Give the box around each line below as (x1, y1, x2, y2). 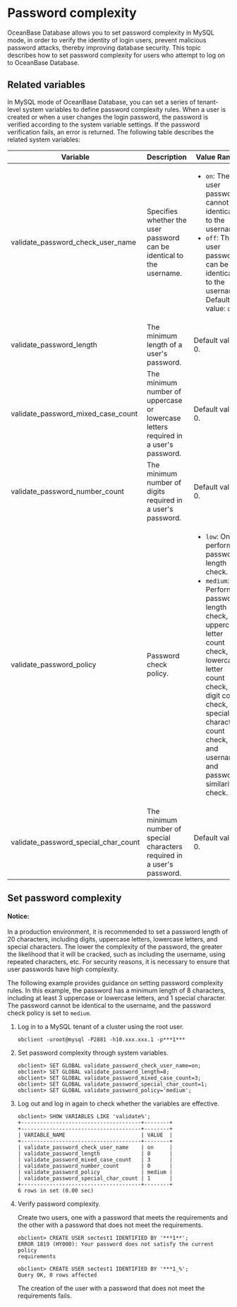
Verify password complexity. (17, 1200, 101, 1208)
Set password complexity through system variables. (17, 1048, 169, 1057)
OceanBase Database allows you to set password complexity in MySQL (7, 28, 215, 37)
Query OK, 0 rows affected (17, 1272, 97, 1279)
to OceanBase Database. (7, 58, 80, 66)
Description (147, 152, 187, 162)
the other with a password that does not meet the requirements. (17, 1221, 203, 1229)
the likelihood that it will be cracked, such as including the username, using (7, 950, 226, 959)
